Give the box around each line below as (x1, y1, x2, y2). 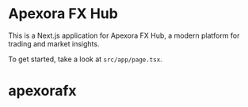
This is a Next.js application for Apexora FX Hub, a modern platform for (8, 31, 240, 40)
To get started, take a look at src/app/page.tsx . (8, 54, 162, 64)
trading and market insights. (8, 39, 100, 48)
